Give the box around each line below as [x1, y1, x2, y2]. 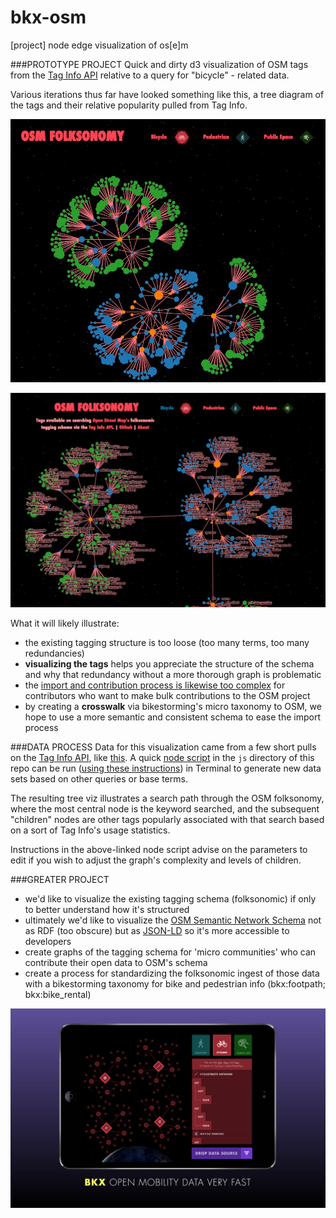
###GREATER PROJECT [10, 874, 110, 886]
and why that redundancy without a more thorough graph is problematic [24, 669, 322, 681]
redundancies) [24, 647, 85, 660]
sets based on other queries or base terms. [10, 773, 188, 785]
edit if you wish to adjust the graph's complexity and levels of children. [10, 854, 302, 866]
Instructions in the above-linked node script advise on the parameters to [10, 844, 308, 856]
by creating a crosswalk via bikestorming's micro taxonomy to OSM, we [24, 701, 322, 713]
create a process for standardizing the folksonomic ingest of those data [24, 967, 320, 980]
